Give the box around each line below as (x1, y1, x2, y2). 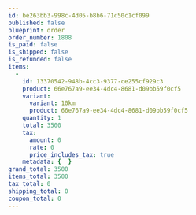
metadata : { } (22, 158, 72, 166)
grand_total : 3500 (8, 165, 68, 173)
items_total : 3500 (8, 172, 68, 181)
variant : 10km (28, 99, 76, 107)
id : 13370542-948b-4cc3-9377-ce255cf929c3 (22, 77, 164, 85)
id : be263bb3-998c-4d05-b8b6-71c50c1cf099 (8, 11, 150, 20)
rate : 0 (28, 143, 55, 151)
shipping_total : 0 (8, 187, 68, 195)
